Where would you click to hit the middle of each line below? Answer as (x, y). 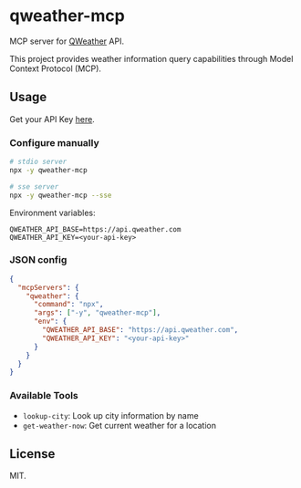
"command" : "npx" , (68, 305)
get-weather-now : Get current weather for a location (119, 425)
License (32, 454)
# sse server (34, 187)
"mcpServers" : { (48, 287)
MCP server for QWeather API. (67, 41)
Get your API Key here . (52, 119)
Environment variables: (52, 213)
